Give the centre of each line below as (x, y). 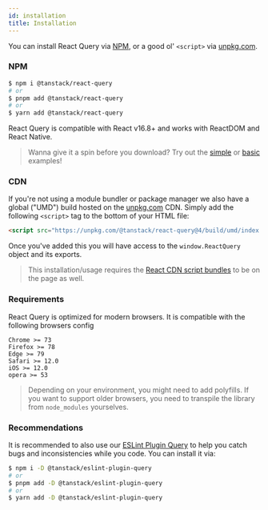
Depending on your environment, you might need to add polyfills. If (138, 390)
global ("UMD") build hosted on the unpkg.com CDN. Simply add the (121, 207)
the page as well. (56, 279)
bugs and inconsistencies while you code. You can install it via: (112, 453)
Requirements (36, 299)
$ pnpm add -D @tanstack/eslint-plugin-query (85, 483)
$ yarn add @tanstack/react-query (66, 113)
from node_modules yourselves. (78, 407)
